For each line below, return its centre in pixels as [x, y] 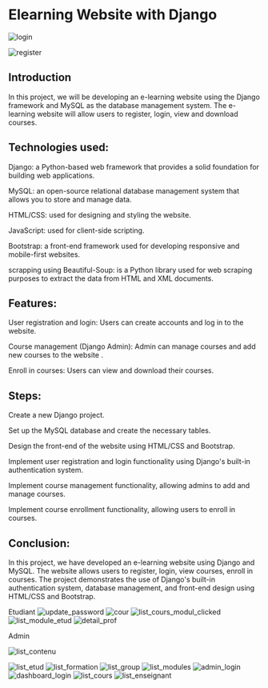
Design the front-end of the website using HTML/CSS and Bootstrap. [122, 446]
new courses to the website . [56, 355]
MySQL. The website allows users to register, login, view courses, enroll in [131, 571]
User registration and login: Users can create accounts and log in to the [126, 322]
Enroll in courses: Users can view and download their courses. [111, 370]
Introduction [40, 78]
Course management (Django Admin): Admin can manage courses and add [132, 346]
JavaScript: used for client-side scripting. [76, 230]
